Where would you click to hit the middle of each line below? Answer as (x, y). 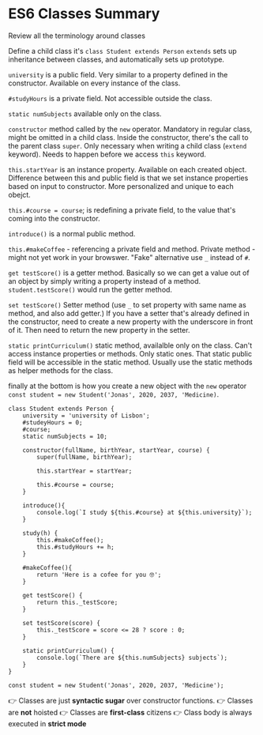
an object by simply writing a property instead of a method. (105, 281)
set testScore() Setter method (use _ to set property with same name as (127, 304)
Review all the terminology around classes (77, 36)
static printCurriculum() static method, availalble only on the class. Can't (130, 345)
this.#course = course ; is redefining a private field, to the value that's (122, 209)
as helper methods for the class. (60, 370)
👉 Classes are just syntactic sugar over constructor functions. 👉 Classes (131, 700)
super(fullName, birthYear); (85, 457)
